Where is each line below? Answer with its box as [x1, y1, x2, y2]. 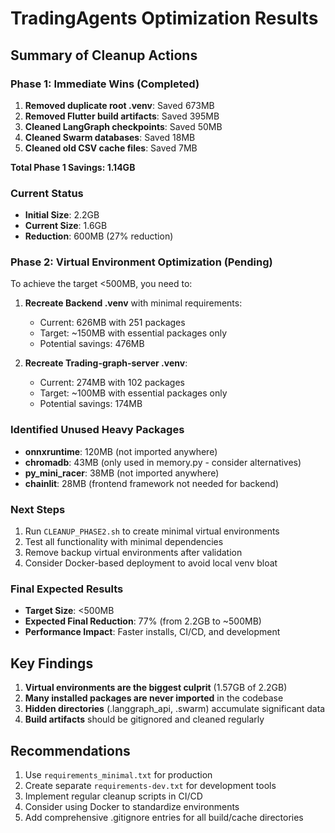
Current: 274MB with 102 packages [39, 377, 185, 389]
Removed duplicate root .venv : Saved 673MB [24, 99, 215, 111]
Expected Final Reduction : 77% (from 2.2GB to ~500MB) [24, 615, 262, 627]
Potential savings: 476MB [39, 338, 145, 350]
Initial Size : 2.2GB [24, 209, 100, 221]
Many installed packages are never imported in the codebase [24, 692, 284, 704]
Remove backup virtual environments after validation [24, 547, 243, 559]
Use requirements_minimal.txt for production [24, 768, 213, 781]
